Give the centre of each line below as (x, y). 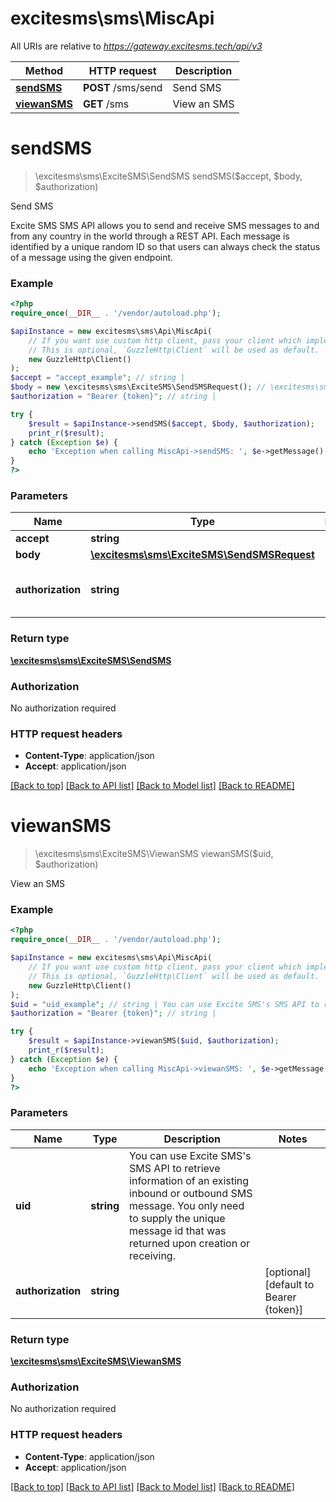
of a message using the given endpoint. (92, 257)
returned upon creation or (190, 1243)
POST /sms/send (122, 87)
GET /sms (106, 104)
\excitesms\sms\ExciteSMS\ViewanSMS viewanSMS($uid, (154, 854)
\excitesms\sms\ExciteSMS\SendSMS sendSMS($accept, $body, (168, 176)
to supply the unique (177, 1218)
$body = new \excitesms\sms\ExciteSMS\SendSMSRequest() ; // (138, 387)
